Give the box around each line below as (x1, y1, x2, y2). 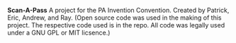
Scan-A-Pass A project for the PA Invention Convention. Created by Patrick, (7, 6, 230, 14)
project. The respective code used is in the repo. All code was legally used (7, 21, 225, 29)
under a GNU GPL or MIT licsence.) (7, 28, 111, 37)
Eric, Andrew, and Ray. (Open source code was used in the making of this (7, 13, 222, 22)
